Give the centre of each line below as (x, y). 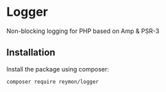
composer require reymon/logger (52, 82)
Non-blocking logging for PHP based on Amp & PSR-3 (83, 31)
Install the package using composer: (58, 69)
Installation (31, 53)
